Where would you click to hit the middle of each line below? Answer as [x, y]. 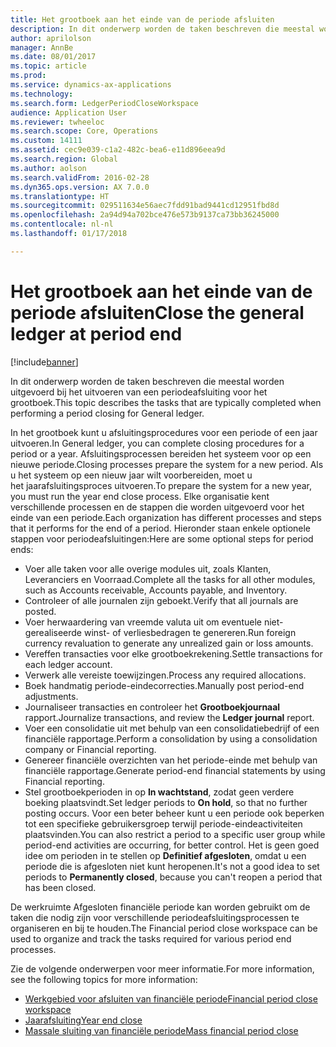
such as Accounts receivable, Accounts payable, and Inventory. [156, 590]
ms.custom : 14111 [46, 141]
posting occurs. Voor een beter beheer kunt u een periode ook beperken [174, 813]
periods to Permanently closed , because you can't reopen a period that [173, 877]
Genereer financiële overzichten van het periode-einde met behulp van [171, 760]
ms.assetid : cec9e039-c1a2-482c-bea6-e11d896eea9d [118, 150]
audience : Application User [69, 112]
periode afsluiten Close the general [157, 312]
